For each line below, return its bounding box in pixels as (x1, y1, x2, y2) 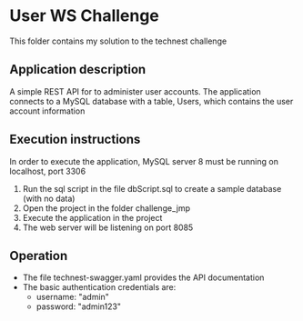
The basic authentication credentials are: (22, 282, 177, 293)
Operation (9, 247, 68, 264)
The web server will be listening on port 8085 (22, 222, 194, 233)
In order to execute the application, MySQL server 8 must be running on (9, 155, 279, 166)
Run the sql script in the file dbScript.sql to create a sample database (22, 183, 282, 194)
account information (9, 105, 86, 116)
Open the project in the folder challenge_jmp (22, 202, 191, 214)
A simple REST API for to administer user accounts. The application (9, 85, 261, 96)
